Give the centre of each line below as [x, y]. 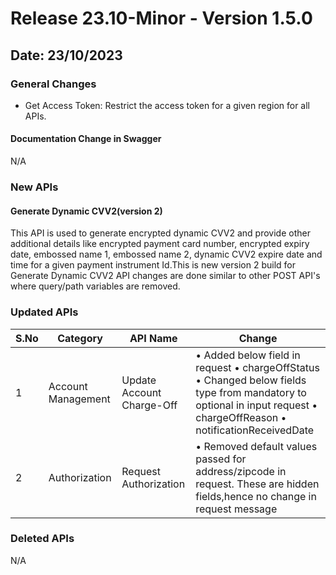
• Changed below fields [251, 380]
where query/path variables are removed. [95, 286]
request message [236, 509]
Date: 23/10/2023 [66, 55]
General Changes [53, 84]
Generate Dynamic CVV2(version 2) [86, 211]
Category [80, 338]
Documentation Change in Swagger [86, 139]
